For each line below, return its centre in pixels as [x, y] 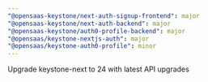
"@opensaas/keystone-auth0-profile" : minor [82, 46]
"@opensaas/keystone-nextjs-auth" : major [79, 39]
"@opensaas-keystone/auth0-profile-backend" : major [96, 31]
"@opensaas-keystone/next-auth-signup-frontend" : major [104, 16]
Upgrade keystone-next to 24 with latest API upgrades [98, 69]
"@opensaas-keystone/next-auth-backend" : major [89, 24]
